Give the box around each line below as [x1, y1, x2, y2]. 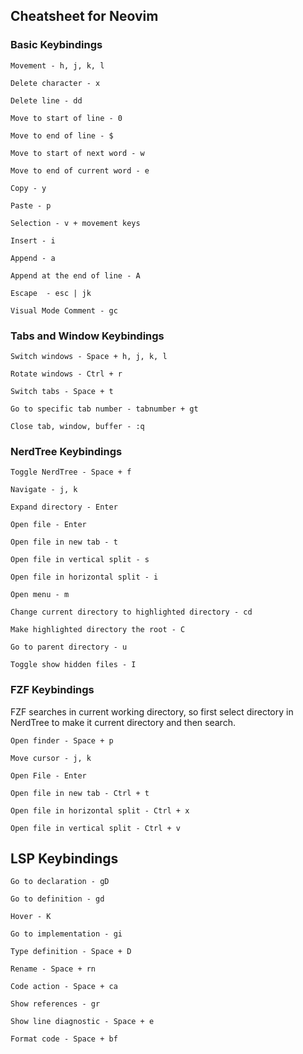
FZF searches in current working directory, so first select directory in [10, 705, 294, 718]
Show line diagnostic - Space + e [10, 1017, 155, 1027]
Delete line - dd [10, 95, 83, 106]
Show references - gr [10, 999, 101, 1009]
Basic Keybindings [10, 38, 103, 52]
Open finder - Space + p [10, 735, 114, 746]
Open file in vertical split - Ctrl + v [10, 823, 182, 833]
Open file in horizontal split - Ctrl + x [10, 805, 190, 816]
